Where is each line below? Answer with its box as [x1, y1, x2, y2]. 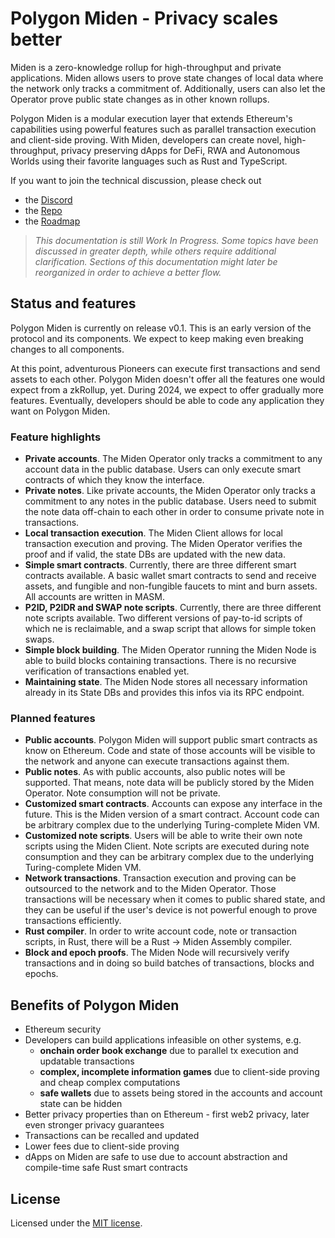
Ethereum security [24, 1023, 102, 1036]
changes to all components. [10, 343, 125, 355]
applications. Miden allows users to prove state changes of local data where [10, 72, 324, 84]
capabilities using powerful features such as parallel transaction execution [10, 123, 317, 135]
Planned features [10, 711, 96, 725]
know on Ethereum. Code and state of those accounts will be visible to [24, 745, 316, 757]
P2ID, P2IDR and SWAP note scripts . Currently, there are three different [24, 602, 322, 614]
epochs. [24, 968, 59, 980]
